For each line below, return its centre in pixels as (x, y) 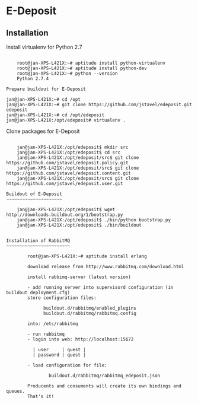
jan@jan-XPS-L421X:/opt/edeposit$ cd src (68, 152)
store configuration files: (62, 298)
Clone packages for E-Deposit (43, 131)
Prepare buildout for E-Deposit (46, 89)
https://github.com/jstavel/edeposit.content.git (69, 173)
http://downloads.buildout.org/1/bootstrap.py (65, 215)
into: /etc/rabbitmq (53, 324)
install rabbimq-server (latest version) (79, 277)
